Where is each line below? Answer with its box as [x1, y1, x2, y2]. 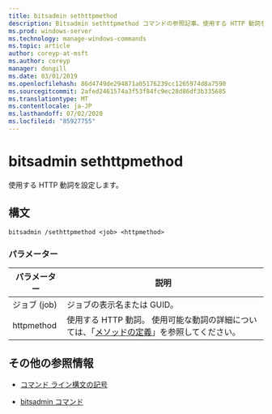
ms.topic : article [8, 42, 70, 50]
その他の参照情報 [8, 356, 94, 370]
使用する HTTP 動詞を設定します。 [8, 180, 123, 190]
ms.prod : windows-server [8, 27, 92, 35]
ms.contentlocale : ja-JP [8, 102, 92, 110]
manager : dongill [8, 65, 67, 73]
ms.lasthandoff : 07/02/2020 [8, 110, 104, 118]
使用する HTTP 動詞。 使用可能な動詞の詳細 [66, 314, 233, 325]
